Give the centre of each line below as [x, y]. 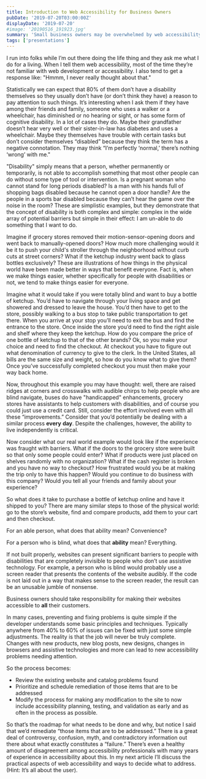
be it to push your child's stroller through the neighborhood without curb [98, 250]
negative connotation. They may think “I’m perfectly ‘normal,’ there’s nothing [103, 148]
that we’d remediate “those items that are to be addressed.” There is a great [102, 731]
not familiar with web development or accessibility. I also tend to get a [94, 71]
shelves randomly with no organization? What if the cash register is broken [101, 461]
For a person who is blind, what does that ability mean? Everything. [92, 542]
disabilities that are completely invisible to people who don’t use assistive [99, 561]
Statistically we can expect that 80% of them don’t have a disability [91, 89]
